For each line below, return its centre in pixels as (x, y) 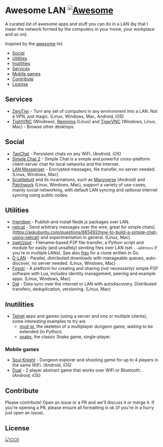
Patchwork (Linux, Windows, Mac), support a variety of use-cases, (79, 184)
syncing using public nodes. (40, 195)
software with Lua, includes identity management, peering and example (84, 274)
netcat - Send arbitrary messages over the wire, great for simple (76, 227)
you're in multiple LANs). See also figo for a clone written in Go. (76, 253)
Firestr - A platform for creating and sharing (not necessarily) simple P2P (85, 268)
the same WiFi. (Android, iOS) (42, 365)
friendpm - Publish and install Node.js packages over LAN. (71, 222)
